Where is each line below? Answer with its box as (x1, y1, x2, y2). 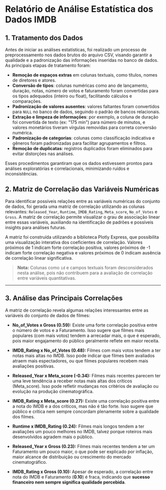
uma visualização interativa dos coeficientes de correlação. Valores (5, 239, 143, 245)
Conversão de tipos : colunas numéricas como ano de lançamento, (12, 82, 149, 88)
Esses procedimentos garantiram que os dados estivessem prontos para (5, 161, 153, 166)
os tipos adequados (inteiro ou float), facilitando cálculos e (12, 93, 132, 99)
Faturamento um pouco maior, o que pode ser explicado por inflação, (12, 449, 154, 454)
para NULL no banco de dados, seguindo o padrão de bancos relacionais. (12, 109, 161, 115)
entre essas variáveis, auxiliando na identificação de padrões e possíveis (5, 219, 154, 225)
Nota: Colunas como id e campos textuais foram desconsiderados (17, 264, 153, 270)
